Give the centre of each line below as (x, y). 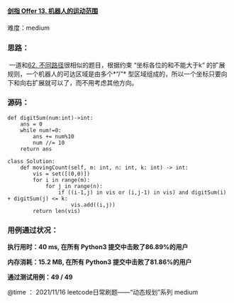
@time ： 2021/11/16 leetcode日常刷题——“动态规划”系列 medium (103, 292)
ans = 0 (31, 124)
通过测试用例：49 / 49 (40, 277)
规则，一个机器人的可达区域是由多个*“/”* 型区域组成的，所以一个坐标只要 (114, 74)
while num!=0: (41, 130)
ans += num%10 (54, 136)
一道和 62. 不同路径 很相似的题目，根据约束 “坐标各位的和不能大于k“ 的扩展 (117, 65)
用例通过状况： (33, 230)
